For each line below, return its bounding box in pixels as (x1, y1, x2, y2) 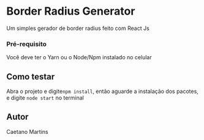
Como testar (6, 72, 55, 82)
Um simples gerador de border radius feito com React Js (6, 24, 150, 32)
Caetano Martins (6, 128, 48, 135)
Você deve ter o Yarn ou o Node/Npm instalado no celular (6, 54, 152, 61)
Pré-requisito (6, 40, 47, 48)
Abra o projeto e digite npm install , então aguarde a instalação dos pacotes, (6, 87, 199, 95)
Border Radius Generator (6, 4, 135, 18)
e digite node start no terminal (6, 94, 85, 101)
